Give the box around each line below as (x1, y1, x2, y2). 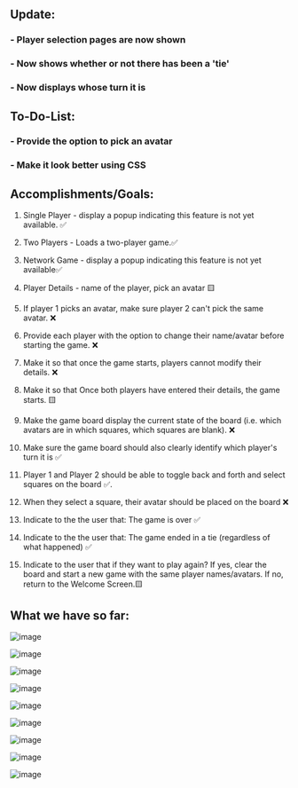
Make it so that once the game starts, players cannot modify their (22, 358, 263, 368)
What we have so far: (10, 608, 129, 623)
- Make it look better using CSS (10, 159, 146, 171)
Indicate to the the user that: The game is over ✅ (22, 515, 201, 525)
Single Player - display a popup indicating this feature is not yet (22, 210, 255, 221)
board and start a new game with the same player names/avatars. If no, (22, 569, 284, 579)
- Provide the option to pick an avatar (10, 135, 173, 147)
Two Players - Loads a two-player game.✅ (22, 237, 178, 248)
